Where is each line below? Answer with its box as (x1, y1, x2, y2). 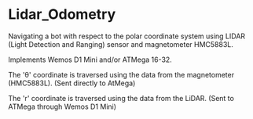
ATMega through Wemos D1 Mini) (8, 102, 116, 111)
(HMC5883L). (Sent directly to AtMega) (8, 78, 136, 88)
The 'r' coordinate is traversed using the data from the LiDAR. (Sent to (8, 93, 234, 103)
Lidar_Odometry (8, 5, 116, 23)
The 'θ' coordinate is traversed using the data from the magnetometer (8, 70, 234, 79)
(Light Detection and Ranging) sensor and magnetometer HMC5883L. (8, 39, 234, 49)
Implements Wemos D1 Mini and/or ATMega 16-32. (8, 55, 173, 64)
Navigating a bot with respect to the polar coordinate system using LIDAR (8, 31, 246, 41)
